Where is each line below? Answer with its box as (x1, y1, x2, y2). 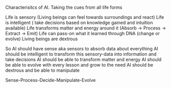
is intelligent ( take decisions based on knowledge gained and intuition (5, 20, 153, 25)
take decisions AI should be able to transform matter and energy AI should (5, 56, 162, 63)
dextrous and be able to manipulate (5, 67, 80, 73)
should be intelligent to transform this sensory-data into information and (5, 51, 157, 57)
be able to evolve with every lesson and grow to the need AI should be (5, 62, 153, 68)
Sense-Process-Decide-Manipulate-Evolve (5, 77, 96, 83)
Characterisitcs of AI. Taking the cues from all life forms (5, 5, 123, 10)
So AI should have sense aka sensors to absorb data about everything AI (5, 46, 158, 51)
